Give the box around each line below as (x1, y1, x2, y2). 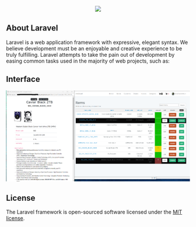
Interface (6, 74, 40, 84)
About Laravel (6, 23, 58, 33)
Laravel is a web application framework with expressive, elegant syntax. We (6, 39, 188, 46)
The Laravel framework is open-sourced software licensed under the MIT (6, 208, 183, 216)
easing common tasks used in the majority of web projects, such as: (6, 57, 170, 64)
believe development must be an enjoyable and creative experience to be (6, 44, 183, 52)
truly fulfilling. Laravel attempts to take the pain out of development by (6, 51, 175, 58)
